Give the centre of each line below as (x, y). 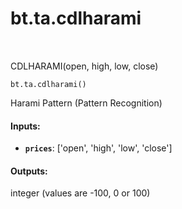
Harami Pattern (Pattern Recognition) (86, 103)
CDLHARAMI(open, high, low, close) (84, 66)
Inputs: (25, 126)
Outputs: (29, 171)
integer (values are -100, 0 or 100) (80, 193)
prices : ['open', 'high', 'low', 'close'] (98, 148)
